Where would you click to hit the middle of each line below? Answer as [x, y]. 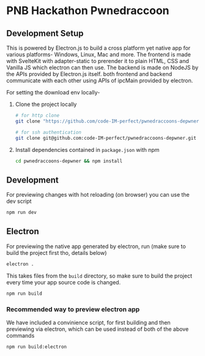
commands [20, 335]
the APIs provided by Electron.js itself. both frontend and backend [89, 74]
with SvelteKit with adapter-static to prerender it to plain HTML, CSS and [98, 61]
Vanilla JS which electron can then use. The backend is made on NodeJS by [102, 67]
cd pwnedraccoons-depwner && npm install [69, 161]
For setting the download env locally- [53, 92]
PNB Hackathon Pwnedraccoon [88, 11]
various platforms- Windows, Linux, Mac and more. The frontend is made [99, 55]
